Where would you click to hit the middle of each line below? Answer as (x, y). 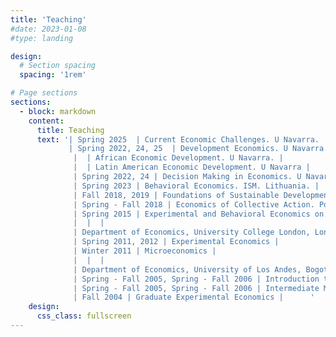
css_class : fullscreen (84, 316)
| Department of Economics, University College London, (192, 232)
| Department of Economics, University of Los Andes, (187, 269)
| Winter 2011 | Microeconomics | (145, 251)
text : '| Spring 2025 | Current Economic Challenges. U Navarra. (178, 139)
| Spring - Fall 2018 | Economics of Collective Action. (194, 204)
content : (46, 121)
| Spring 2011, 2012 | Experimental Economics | (176, 242)
